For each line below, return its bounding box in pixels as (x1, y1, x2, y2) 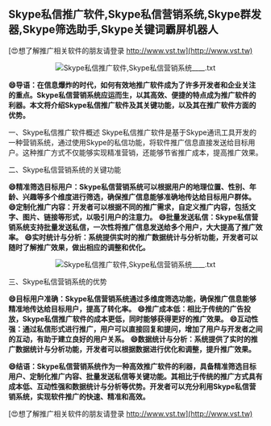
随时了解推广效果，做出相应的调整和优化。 (8, 242, 150, 252)
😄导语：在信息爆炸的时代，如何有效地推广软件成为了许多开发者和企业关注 (8, 80, 256, 90)
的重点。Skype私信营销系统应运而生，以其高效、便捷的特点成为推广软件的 (8, 90, 256, 99)
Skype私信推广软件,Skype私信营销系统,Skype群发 (8, 7, 262, 22)
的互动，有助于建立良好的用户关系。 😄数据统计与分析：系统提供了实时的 (8, 334, 252, 344)
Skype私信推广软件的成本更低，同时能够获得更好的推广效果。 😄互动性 (22, 314, 259, 324)
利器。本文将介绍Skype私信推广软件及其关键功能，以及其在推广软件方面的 (8, 100, 256, 110)
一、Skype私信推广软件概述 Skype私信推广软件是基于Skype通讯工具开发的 (8, 127, 256, 137)
